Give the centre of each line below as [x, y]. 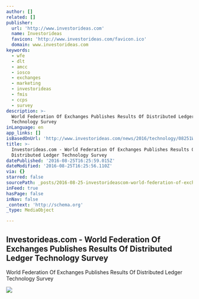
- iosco [21, 72]
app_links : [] [24, 133]
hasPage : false [25, 193]
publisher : [20, 23]
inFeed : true [22, 188]
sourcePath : [21, 183]
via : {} [16, 172]
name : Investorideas [37, 34]
